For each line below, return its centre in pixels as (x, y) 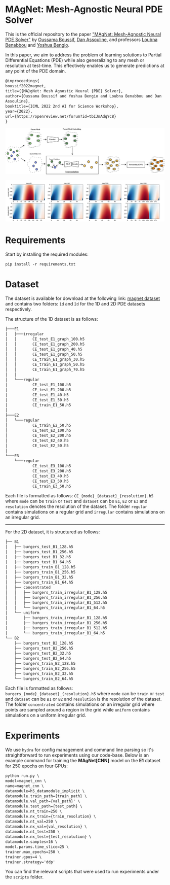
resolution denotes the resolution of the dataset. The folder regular (76, 506)
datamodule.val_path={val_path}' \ (43, 801)
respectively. (18, 309)
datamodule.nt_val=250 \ (31, 821)
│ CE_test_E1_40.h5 (37, 395)
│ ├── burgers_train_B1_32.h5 (39, 577)
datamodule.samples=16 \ (31, 842)
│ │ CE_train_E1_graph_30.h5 (45, 359)
